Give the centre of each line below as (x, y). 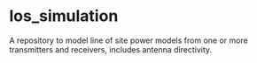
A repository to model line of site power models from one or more (128, 40)
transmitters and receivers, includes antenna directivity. (111, 49)
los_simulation (64, 16)
